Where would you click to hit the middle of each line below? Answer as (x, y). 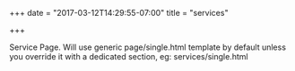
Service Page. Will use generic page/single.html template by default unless (148, 47)
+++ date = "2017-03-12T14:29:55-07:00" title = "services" (119, 13)
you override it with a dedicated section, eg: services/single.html (129, 56)
